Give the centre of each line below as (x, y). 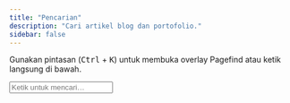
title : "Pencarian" (46, 17)
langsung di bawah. (46, 69)
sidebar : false (38, 34)
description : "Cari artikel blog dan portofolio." (106, 26)
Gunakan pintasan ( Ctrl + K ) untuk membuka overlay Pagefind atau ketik (145, 60)
